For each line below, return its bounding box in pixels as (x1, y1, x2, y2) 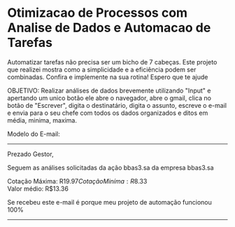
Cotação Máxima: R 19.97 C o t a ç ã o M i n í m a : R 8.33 (7, 177, 148, 185)
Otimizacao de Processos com (7, 5, 187, 21)
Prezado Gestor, (7, 149, 54, 158)
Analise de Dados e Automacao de (7, 20, 211, 36)
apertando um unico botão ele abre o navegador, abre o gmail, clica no (7, 93, 212, 102)
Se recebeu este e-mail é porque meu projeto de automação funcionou (7, 198, 212, 206)
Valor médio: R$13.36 (7, 184, 69, 193)
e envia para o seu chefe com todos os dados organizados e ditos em (7, 109, 208, 117)
